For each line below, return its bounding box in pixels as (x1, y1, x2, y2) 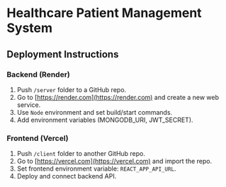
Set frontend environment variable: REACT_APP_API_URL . (16, 164, 176, 173)
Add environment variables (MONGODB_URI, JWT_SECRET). (16, 115, 193, 124)
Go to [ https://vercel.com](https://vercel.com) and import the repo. (16, 157, 213, 166)
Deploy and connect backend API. (16, 172, 117, 181)
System (6, 20, 53, 36)
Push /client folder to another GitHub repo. (16, 149, 146, 158)
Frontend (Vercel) (6, 133, 69, 143)
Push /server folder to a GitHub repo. (16, 85, 127, 93)
